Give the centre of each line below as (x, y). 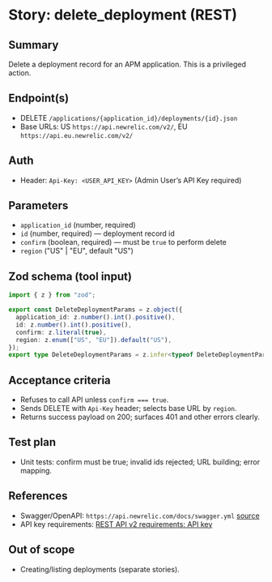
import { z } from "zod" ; (52, 295)
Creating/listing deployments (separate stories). (100, 569)
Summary (34, 45)
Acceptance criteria (59, 380)
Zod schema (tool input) (70, 276)
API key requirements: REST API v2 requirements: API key (116, 524)
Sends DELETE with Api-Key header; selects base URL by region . (128, 409)
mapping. (36, 470)
